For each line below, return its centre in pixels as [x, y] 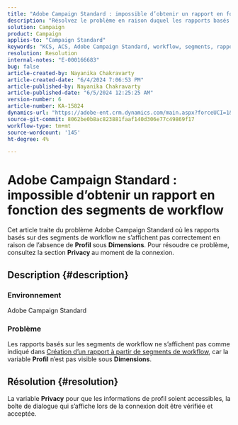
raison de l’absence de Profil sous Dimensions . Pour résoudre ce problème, [118, 245]
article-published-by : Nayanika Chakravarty [74, 86]
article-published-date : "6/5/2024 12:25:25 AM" [80, 93]
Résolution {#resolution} [63, 381]
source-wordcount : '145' [44, 132]
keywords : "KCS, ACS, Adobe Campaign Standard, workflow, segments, [110, 47]
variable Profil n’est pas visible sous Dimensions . [80, 359]
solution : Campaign [36, 27]
